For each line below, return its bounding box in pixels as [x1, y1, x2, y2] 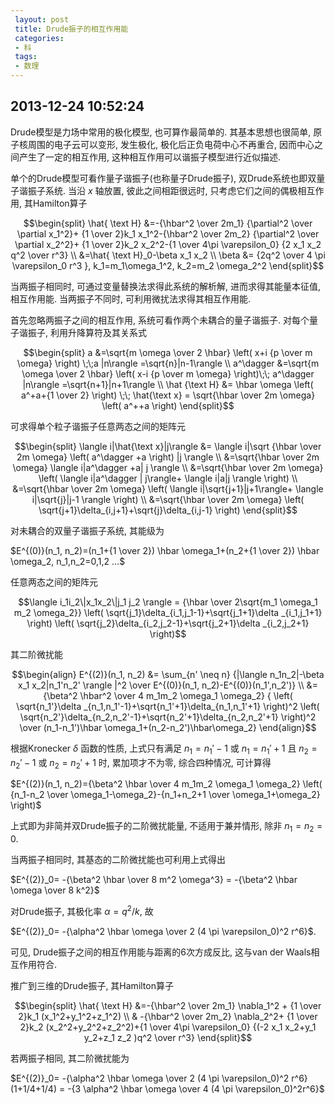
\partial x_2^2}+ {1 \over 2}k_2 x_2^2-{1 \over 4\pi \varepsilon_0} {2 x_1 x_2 [14, 238, 322, 250]
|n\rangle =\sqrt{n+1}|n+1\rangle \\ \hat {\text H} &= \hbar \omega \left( [22, 378, 314, 390]
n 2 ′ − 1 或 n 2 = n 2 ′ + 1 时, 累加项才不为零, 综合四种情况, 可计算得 [10, 756, 272, 771]
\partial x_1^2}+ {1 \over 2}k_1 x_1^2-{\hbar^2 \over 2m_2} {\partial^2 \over [16, 227, 320, 240]
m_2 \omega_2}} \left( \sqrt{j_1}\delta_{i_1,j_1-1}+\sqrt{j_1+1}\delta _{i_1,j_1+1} [13, 606, 323, 618]
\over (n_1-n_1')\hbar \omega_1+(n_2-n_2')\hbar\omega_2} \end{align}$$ [19, 721, 317, 733]
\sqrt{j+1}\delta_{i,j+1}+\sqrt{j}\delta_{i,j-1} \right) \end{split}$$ [38, 504, 298, 516]
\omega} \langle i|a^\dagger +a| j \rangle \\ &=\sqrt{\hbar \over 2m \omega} [12, 461, 324, 473]
